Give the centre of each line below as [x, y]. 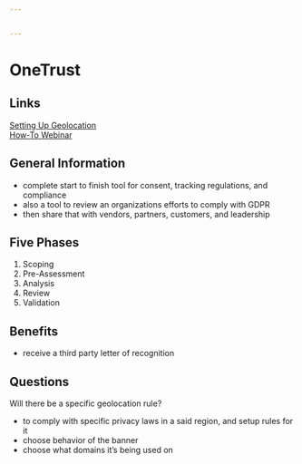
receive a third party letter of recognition [98, 353]
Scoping [38, 265]
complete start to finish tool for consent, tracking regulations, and [145, 185]
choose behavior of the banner [80, 440]
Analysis [39, 284]
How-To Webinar [41, 135]
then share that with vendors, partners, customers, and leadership [146, 214]
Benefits [34, 331]
